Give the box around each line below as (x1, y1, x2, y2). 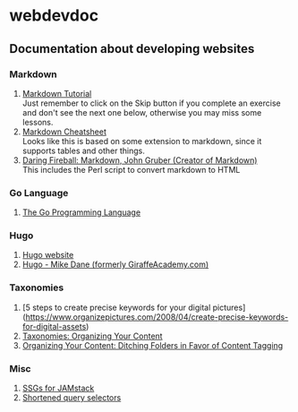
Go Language (9, 186, 69, 199)
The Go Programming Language (21, 207, 141, 218)
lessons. (21, 116, 54, 127)
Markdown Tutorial (21, 88, 92, 99)
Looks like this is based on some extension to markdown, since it (21, 135, 262, 146)
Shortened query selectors (21, 392, 122, 403)
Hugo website (21, 250, 74, 261)
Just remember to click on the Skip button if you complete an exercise (21, 98, 282, 108)
